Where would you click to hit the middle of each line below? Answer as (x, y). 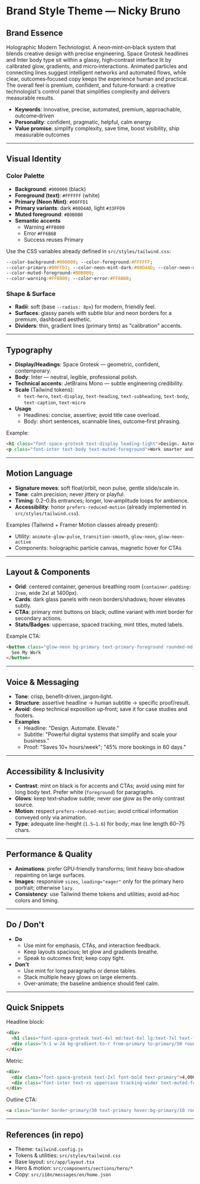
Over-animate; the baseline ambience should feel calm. (91, 983)
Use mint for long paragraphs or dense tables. (80, 970)
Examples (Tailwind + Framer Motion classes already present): (83, 525)
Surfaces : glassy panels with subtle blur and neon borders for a (93, 313)
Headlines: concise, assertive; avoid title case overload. (92, 415)
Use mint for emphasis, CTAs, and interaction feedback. (92, 945)
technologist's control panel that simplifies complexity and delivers (88, 91)
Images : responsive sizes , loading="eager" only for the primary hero (99, 881)
